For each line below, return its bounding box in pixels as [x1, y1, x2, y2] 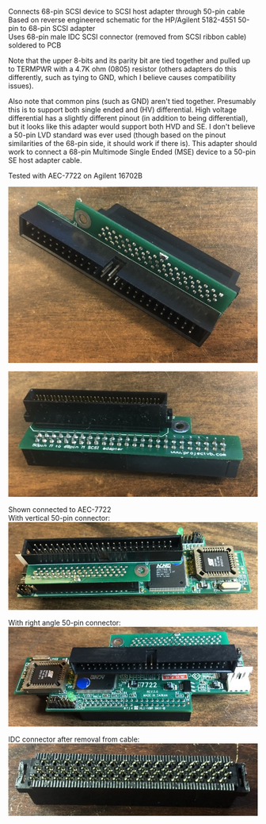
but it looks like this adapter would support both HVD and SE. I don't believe [8, 122, 256, 131]
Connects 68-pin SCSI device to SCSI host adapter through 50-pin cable [8, 7, 245, 16]
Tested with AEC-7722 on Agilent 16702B [8, 171, 143, 180]
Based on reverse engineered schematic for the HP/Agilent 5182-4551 [8, 15, 237, 25]
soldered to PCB [8, 40, 62, 50]
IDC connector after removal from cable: [8, 734, 140, 744]
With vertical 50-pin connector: [8, 513, 111, 522]
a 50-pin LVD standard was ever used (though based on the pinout [8, 130, 226, 140]
